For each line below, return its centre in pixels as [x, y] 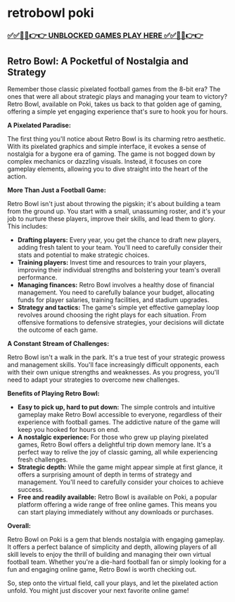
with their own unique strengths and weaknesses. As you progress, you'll [113, 372]
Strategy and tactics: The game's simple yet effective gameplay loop [118, 307]
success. [31, 489]
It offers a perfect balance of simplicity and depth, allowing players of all [112, 547]
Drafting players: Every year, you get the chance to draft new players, [119, 240]
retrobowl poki [51, 13]
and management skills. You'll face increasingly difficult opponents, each [113, 364]
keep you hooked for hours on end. [68, 429]
